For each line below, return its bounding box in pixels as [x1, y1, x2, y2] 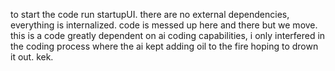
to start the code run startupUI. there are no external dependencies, [10, 9, 290, 20]
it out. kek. [10, 51, 54, 63]
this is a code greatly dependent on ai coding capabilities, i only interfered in [10, 30, 326, 41]
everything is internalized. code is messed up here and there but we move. [10, 19, 318, 31]
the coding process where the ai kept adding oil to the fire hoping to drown [10, 40, 319, 52]
